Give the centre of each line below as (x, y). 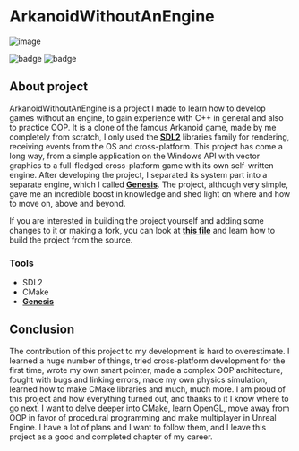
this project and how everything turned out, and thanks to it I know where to (149, 398)
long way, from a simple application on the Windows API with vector (135, 156)
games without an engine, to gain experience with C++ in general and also (146, 117)
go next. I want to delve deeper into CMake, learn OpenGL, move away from (149, 408)
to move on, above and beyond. (68, 203)
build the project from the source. (71, 240)
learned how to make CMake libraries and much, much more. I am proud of (148, 389)
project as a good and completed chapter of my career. (111, 437)
